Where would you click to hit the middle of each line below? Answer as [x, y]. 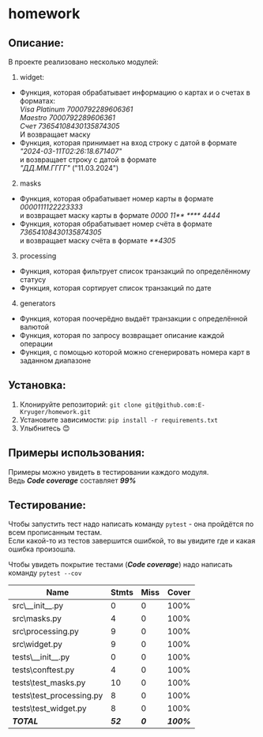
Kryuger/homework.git [55, 412]
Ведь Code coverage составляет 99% [72, 480]
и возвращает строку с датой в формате [88, 160]
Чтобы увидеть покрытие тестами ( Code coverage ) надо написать [120, 565]
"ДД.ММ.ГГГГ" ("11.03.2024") [69, 168]
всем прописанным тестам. [55, 532]
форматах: [38, 101]
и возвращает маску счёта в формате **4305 [98, 241]
